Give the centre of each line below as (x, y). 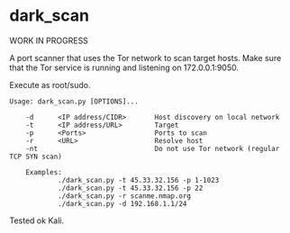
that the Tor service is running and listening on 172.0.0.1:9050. (124, 67)
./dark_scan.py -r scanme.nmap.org (124, 196)
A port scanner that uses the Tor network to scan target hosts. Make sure (145, 58)
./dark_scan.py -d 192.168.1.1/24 (122, 203)
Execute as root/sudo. (50, 85)
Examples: (44, 172)
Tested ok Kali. (37, 220)
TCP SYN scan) (36, 157)
